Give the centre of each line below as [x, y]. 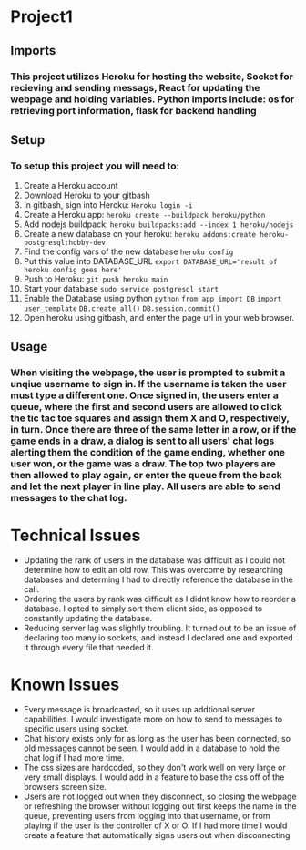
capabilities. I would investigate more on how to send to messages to [153, 719]
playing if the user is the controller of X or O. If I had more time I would [155, 825]
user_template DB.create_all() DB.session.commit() [122, 309]
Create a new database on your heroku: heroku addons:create [140, 234]
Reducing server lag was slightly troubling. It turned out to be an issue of [160, 628]
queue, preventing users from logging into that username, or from [147, 816]
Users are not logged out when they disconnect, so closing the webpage [160, 797]
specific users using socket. [76, 729]
